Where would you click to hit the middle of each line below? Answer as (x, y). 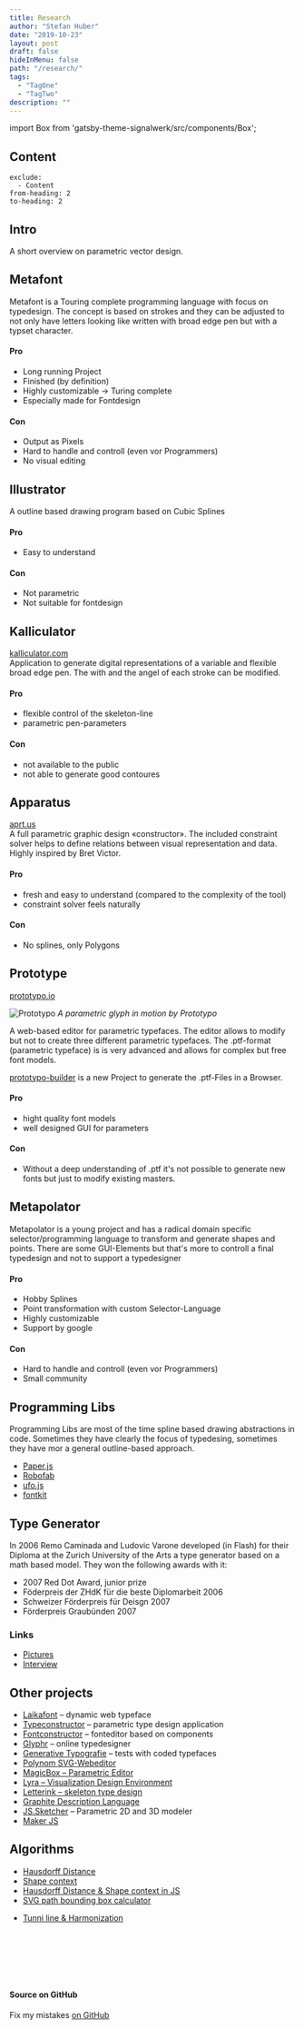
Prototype (39, 974)
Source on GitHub (44, 1994)
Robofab (39, 1476)
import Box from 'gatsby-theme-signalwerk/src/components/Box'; (133, 128)
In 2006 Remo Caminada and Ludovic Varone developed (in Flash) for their (149, 1545)
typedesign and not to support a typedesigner (95, 1258)
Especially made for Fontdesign (81, 401)
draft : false (34, 52)
